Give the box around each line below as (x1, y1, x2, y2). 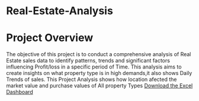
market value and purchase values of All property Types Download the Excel (6, 82, 193, 89)
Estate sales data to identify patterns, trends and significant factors (6, 57, 171, 64)
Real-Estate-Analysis (6, 4, 114, 18)
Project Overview (6, 31, 94, 45)
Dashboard (6, 89, 34, 96)
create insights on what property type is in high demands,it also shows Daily (6, 70, 192, 77)
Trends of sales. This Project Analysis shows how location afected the (6, 76, 177, 83)
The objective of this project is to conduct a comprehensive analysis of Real (6, 51, 191, 58)
